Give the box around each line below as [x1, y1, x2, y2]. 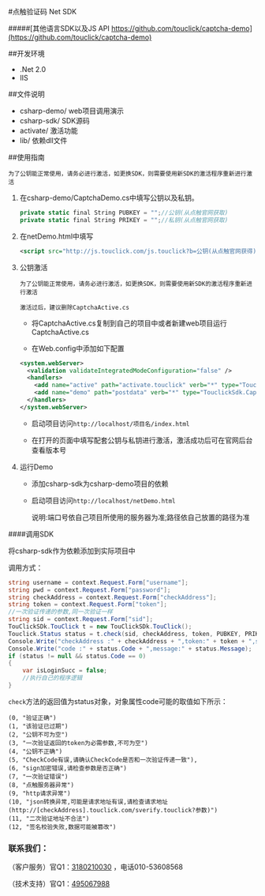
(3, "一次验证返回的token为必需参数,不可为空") [8, 739, 148, 747]
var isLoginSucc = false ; [22, 667, 108, 675]
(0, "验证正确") [8, 713, 57, 721]
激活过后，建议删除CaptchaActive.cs [19, 303, 130, 311]
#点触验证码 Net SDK [8, 7, 77, 16]
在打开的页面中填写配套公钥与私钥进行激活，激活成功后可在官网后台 [31, 435, 253, 445]
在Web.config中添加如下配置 [31, 343, 125, 353]
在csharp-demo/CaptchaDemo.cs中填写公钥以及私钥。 [19, 193, 199, 202]
